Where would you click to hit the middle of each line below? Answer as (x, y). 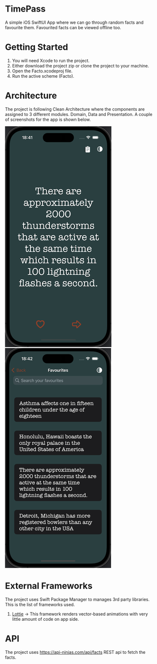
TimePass (25, 9)
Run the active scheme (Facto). (43, 76)
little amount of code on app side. (45, 619)
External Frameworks (49, 586)
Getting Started (37, 47)
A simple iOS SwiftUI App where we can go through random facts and (74, 22)
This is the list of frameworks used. (40, 604)
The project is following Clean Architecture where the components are (75, 109)
